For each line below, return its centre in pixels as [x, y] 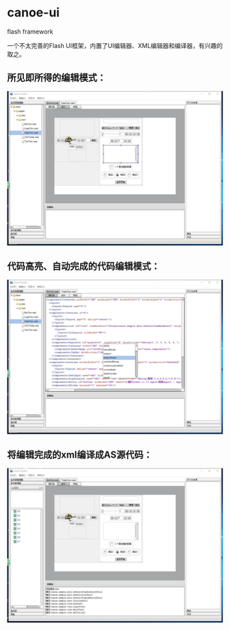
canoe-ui [34, 13]
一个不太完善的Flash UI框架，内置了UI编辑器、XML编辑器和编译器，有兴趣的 [115, 45]
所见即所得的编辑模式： [56, 78]
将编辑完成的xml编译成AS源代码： [80, 455]
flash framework [30, 31]
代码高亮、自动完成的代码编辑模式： [84, 266]
